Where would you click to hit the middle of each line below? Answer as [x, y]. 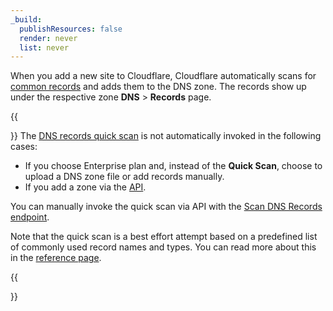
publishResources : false [71, 29]
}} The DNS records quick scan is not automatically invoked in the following [166, 136]
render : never [48, 38]
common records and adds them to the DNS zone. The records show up [158, 87]
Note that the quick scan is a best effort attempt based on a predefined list [164, 237]
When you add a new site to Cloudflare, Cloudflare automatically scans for [163, 76]
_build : [26, 19]
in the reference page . [56, 258]
